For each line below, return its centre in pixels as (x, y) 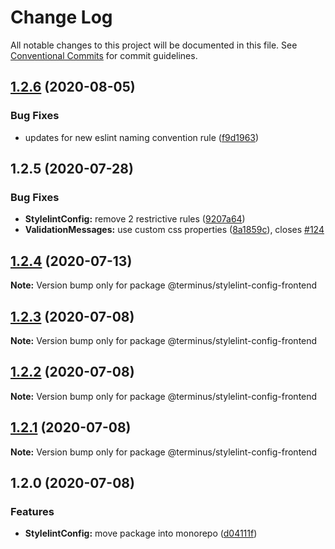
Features (32, 511)
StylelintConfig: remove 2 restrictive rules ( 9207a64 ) (135, 219)
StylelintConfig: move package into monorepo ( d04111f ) (141, 533)
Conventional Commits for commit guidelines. (104, 55)
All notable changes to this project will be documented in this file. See (154, 45)
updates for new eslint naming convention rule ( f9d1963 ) (142, 137)
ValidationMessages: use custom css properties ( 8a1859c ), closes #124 (174, 230)
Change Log (61, 17)
